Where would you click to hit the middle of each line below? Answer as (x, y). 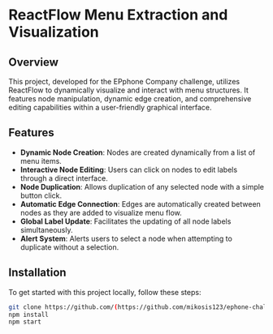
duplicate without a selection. (69, 247)
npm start (25, 322)
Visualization (54, 32)
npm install (28, 315)
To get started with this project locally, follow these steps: (105, 292)
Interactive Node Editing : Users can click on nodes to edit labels (129, 169)
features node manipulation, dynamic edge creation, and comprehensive (130, 98)
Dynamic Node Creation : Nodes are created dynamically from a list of (138, 152)
